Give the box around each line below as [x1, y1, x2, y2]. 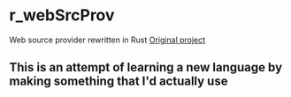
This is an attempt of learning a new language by [9, 60, 283, 75]
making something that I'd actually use [9, 74, 228, 89]
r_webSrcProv [9, 5, 115, 26]
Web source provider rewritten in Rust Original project [9, 34, 206, 45]
